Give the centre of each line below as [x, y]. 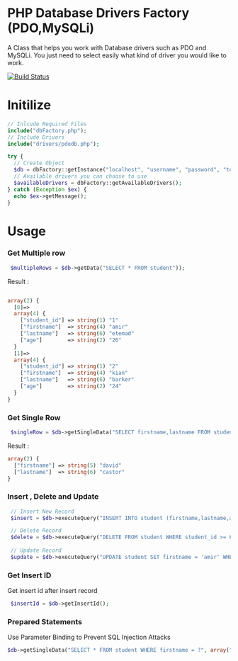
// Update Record [36, 550]
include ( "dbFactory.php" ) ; [47, 130]
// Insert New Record [42, 512]
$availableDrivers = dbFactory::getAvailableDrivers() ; [98, 183]
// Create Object [39, 163]
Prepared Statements [45, 621]
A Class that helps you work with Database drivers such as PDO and [107, 47]
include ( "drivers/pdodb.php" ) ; [53, 144]
